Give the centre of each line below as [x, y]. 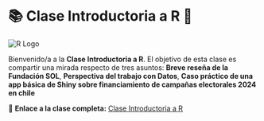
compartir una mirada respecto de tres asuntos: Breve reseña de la [118, 67]
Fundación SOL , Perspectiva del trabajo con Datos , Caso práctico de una [130, 76]
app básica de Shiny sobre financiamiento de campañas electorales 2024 [132, 84]
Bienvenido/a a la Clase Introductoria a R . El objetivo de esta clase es [122, 59]
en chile [22, 92]
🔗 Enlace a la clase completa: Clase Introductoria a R [96, 108]
